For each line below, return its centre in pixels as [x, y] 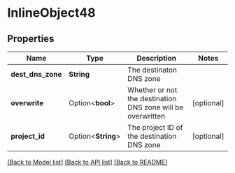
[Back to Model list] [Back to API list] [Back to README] [87, 162]
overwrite [27, 103]
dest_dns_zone [36, 74]
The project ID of [155, 127]
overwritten [147, 116]
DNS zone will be [156, 107]
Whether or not [152, 90]
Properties [31, 39]
